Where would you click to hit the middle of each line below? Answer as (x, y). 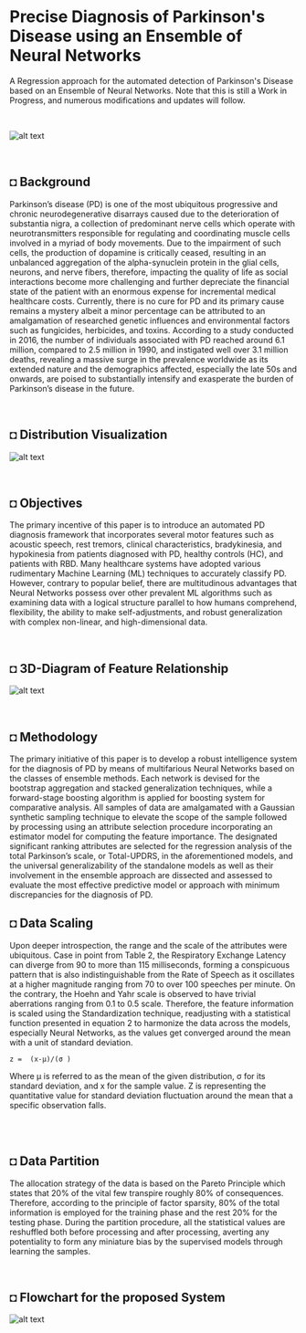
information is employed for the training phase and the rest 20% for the (143, 1212)
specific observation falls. (58, 1105)
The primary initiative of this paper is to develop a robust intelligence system (153, 759)
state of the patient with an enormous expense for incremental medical (143, 291)
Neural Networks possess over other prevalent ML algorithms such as (141, 593)
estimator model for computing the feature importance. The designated (143, 836)
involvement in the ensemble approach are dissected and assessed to (141, 875)
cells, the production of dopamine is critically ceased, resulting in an (138, 252)
